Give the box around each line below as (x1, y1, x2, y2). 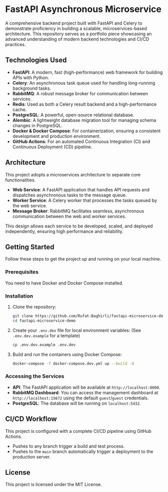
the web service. (12, 202, 48, 208)
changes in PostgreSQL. (12, 122, 63, 128)
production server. (12, 453, 51, 459)
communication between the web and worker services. (12, 213, 126, 219)
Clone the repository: (12, 304, 57, 310)
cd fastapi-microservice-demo (12, 318, 76, 323)
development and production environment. (12, 133, 101, 139)
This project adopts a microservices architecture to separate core (5, 171, 141, 177)
